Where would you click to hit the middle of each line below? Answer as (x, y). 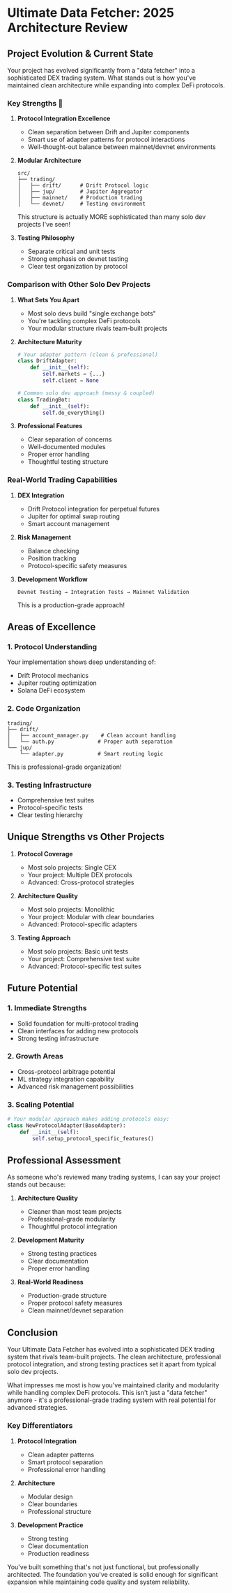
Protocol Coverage (45, 854)
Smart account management (69, 523)
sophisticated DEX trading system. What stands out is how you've (102, 78)
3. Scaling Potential (41, 1105)
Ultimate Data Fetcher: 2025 (91, 13)
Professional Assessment (64, 1160)
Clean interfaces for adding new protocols (78, 1031)
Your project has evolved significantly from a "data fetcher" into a (101, 70)
